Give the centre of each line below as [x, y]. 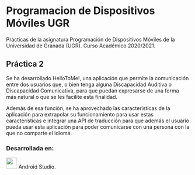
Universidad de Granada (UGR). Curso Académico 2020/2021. [81, 46]
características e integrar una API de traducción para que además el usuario [98, 121]
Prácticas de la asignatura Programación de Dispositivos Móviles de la [90, 39]
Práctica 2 [25, 64]
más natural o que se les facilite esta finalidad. [62, 97]
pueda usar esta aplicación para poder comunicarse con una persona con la [98, 126]
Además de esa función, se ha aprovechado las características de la [88, 108]
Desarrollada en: [30, 148]
